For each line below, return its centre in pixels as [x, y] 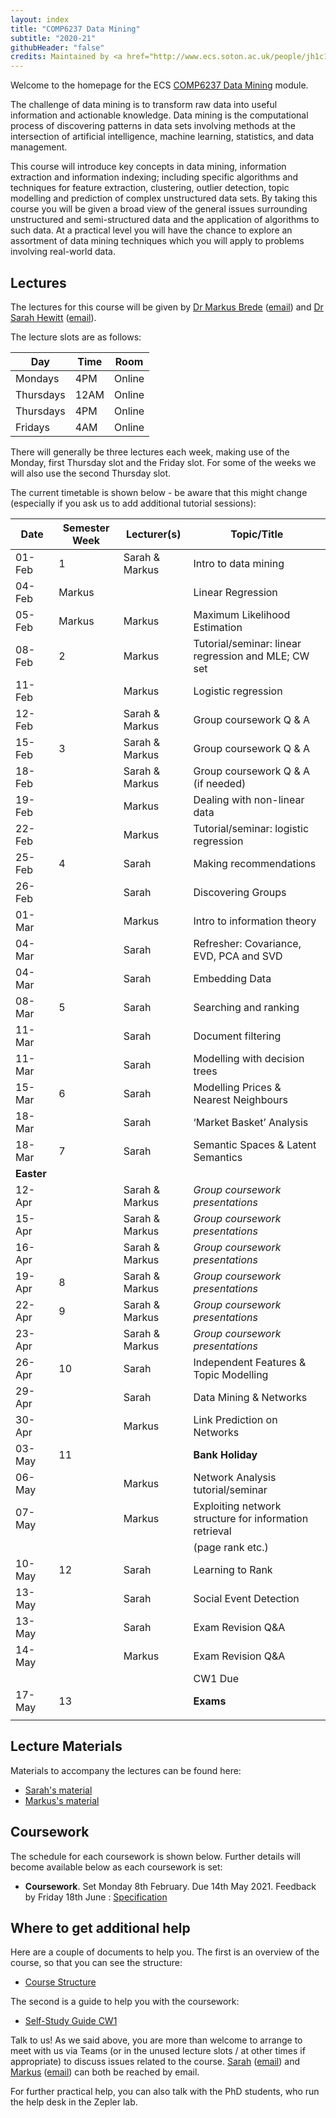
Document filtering [237, 1036]
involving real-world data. [63, 252]
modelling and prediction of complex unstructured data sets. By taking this [164, 198]
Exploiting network [237, 1506]
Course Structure [60, 1982]
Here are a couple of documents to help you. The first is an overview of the [165, 1952]
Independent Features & [250, 1362]
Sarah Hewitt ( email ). [53, 317]
